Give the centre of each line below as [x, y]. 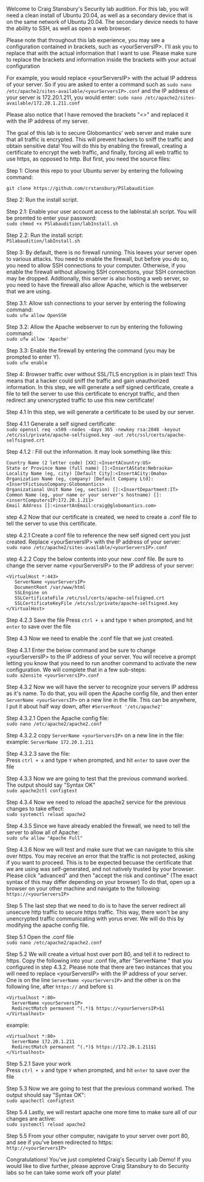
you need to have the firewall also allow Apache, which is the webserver [97, 285]
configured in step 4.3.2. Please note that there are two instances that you [99, 967]
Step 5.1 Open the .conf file [40, 937]
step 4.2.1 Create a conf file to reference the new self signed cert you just [98, 535]
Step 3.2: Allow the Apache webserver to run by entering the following [94, 327]
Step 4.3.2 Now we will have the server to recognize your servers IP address [102, 687]
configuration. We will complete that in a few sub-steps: [76, 669]
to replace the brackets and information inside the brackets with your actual [101, 60]
